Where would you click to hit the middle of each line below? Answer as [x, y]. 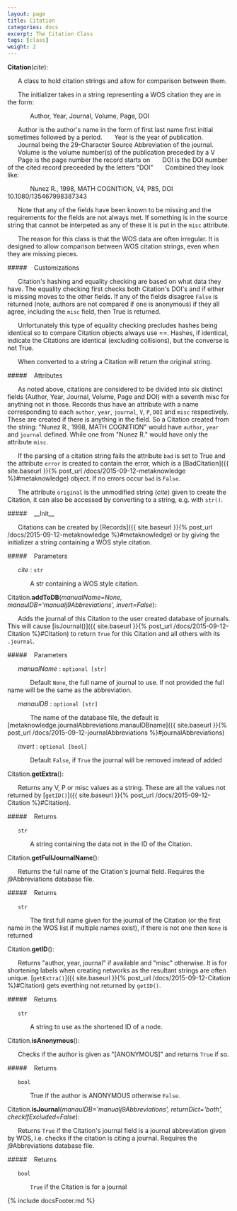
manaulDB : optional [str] [58, 704]
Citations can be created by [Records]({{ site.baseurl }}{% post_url [115, 527]
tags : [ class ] [28, 40]
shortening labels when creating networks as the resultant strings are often [117, 970]
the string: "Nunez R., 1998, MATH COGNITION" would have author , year [113, 427]
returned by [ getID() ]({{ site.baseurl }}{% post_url [81, 795]
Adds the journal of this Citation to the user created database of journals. [124, 619]
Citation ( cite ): [28, 67]
